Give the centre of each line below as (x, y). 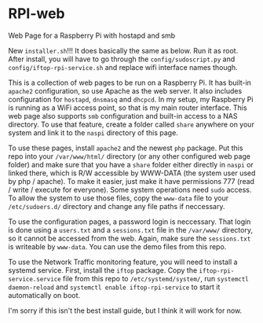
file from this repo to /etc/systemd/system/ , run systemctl (156, 278)
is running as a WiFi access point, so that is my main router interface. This (128, 108)
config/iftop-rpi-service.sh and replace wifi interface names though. (123, 67)
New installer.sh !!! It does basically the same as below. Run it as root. (123, 50)
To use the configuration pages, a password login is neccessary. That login (130, 222)
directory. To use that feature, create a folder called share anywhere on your (131, 124)
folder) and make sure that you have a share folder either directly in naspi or (131, 164)
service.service (35, 279)
